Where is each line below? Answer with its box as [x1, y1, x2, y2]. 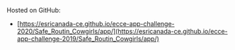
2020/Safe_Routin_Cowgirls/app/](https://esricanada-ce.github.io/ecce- [16, 27, 228, 35]
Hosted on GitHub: [6, 6, 61, 14]
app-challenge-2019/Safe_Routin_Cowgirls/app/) [16, 35, 160, 43]
